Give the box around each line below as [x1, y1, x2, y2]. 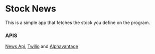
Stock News [5, 3, 56, 14]
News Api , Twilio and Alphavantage [5, 43, 79, 49]
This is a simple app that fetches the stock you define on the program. [5, 19, 150, 25]
